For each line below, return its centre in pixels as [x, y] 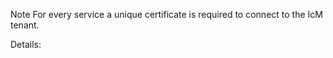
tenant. [25, 25]
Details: [26, 44]
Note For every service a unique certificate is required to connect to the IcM [166, 14]
